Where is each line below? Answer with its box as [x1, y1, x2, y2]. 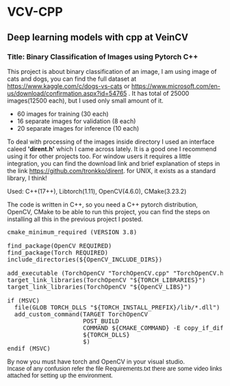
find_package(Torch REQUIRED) [7, 248, 109, 257]
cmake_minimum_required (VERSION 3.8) [7, 228, 138, 236]
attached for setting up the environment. [7, 371, 113, 379]
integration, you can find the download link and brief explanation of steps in [7, 159, 220, 168]
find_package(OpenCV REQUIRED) [7, 242, 112, 250]
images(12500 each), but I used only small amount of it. [7, 96, 164, 105]
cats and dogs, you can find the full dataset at [7, 75, 137, 83]
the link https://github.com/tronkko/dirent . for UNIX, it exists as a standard [7, 166, 216, 175]
